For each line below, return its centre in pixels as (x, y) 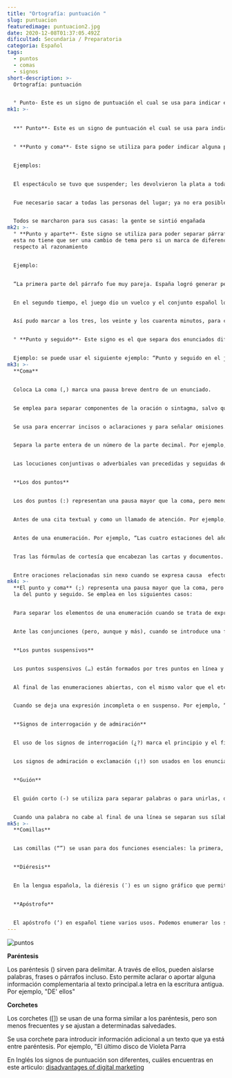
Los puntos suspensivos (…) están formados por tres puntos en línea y (119, 669)
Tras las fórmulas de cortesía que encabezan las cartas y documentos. (119, 557)
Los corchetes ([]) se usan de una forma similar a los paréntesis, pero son (112, 1018)
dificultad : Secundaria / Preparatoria (65, 39)
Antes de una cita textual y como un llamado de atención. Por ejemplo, (120, 519)
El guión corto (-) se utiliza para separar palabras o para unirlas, (117, 798)
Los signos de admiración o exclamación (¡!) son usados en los (108, 762)
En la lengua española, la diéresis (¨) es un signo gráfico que (109, 886)
